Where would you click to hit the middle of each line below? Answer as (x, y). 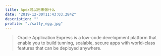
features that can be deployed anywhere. (59, 48)
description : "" (22, 19)
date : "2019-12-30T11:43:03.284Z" (41, 14)
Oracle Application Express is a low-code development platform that (87, 38)
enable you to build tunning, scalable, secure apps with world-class (86, 43)
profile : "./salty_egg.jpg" (34, 24)
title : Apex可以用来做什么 (30, 10)
